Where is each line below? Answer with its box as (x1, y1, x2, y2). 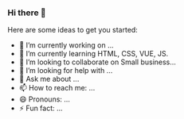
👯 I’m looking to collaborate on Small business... (18, 57, 177, 67)
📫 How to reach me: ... (18, 83, 96, 93)
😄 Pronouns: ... (18, 94, 71, 104)
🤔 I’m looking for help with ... (18, 66, 113, 75)
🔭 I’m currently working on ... (18, 40, 114, 50)
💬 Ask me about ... (18, 75, 80, 84)
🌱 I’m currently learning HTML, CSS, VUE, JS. (18, 49, 169, 59)
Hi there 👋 (7, 7, 47, 18)
